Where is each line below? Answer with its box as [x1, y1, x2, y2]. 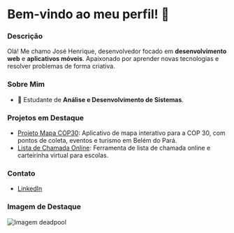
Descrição [7, 31, 43, 41]
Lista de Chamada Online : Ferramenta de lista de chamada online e [17, 143, 211, 153]
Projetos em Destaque [7, 113, 85, 122]
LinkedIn [17, 185, 43, 193]
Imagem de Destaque [7, 202, 82, 212]
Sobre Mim [7, 80, 45, 90]
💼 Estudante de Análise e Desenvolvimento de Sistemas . [17, 95, 184, 104]
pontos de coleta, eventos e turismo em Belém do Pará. [17, 136, 177, 145]
